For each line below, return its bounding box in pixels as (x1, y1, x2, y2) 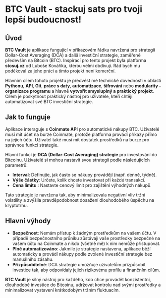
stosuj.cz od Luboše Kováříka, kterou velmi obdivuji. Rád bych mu (5, 63, 140, 68)
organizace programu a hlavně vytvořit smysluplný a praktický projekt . (5, 88, 155, 94)
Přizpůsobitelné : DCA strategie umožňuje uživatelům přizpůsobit (12, 261, 146, 267)
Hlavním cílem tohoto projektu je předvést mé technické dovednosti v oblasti (5, 78, 161, 83)
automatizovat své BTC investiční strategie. (5, 99, 93, 105)
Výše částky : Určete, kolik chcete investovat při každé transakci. (12, 177, 146, 183)
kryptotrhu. (5, 202, 28, 208)
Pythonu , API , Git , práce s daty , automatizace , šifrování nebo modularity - (5, 83, 161, 89)
